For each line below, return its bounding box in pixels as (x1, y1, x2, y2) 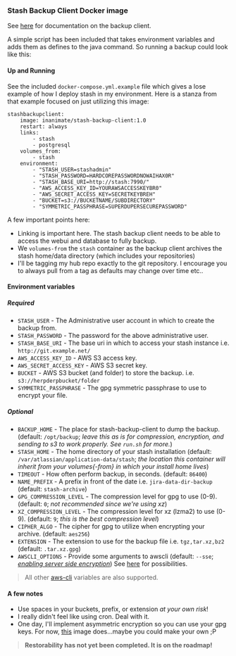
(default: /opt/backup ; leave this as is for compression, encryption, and (17, 432, 224, 441)
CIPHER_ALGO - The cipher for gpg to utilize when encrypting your (17, 522, 206, 531)
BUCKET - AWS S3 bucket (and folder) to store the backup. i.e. (17, 369, 195, 377)
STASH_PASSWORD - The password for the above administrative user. (17, 332, 209, 340)
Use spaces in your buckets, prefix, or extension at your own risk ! (17, 605, 209, 614)
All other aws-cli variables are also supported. (24, 573, 159, 582)
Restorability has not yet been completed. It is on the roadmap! (24, 641, 213, 650)
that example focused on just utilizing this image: (7, 97, 149, 106)
